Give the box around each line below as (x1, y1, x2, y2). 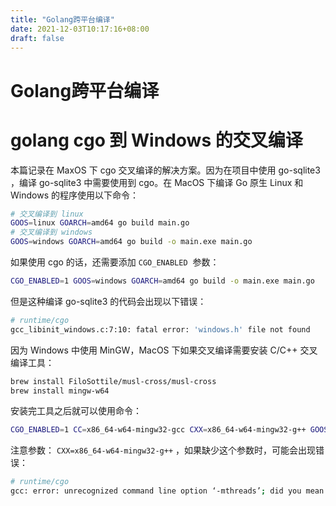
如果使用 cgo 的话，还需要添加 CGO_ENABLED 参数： (10, 256, 220, 268)
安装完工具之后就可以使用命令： (10, 405, 142, 417)
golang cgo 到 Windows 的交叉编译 (10, 129, 303, 151)
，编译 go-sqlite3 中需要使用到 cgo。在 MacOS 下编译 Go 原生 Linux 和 (10, 176, 304, 188)
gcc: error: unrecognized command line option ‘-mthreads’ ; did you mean (10, 486, 325, 496)
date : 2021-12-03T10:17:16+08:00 (10, 24, 150, 34)
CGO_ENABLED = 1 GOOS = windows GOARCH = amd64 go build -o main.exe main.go (10, 276, 315, 286)
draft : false (10, 33, 65, 43)
